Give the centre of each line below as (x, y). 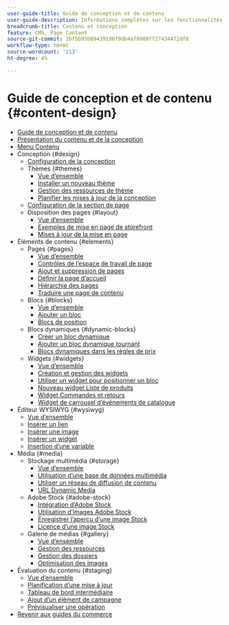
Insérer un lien (48, 424)
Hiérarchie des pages (68, 285)
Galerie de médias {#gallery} (68, 534)
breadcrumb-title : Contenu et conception (67, 26)
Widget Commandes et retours (81, 395)
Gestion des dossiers (67, 556)
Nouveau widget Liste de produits (86, 387)
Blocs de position (62, 322)
